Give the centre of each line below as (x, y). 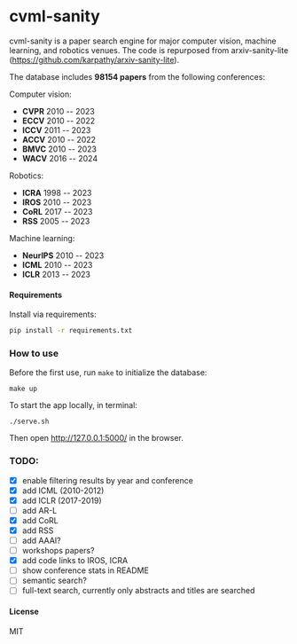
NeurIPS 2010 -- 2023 (63, 255)
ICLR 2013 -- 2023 (56, 274)
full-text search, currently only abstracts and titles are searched (138, 591)
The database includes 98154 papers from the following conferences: (137, 76)
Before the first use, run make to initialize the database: (108, 373)
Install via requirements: (53, 314)
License (24, 611)
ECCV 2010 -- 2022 (59, 121)
